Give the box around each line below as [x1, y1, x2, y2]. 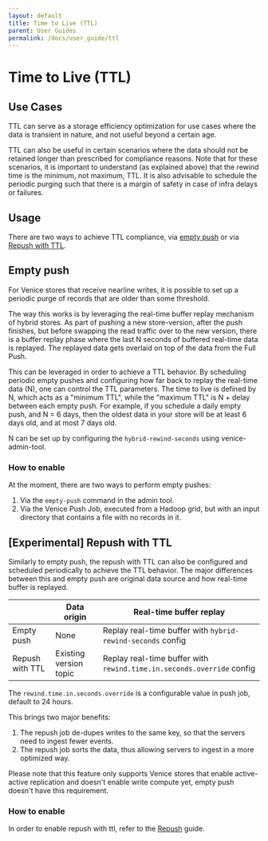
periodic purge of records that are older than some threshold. [8, 293, 210, 303]
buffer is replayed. [8, 582, 69, 592]
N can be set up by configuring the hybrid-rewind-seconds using [8, 433, 220, 443]
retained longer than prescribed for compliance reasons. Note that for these [8, 153, 258, 164]
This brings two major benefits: [8, 712, 111, 722]
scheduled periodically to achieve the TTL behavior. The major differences [8, 565, 253, 575]
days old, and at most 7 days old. [8, 417, 117, 428]
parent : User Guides [8, 26, 77, 34]
